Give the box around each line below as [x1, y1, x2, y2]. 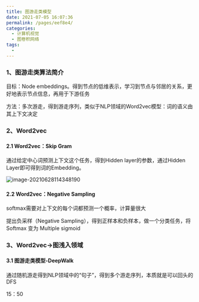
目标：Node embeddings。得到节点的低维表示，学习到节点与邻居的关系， [6, 83, 188, 90]
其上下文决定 [6, 111, 38, 118]
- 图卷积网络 [11, 36, 40, 42]
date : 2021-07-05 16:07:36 [6, 14, 73, 20]
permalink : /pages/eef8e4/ [6, 20, 73, 26]
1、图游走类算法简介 [6, 68, 64, 76]
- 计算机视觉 [11, 31, 40, 37]
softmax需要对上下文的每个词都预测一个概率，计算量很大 [6, 205, 146, 212]
